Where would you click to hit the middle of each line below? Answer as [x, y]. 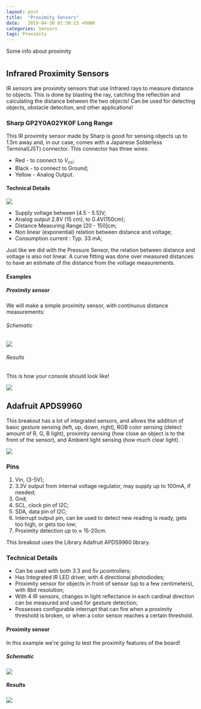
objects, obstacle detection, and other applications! [70, 107]
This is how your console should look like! [58, 376]
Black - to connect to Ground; [52, 168]
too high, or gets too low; [46, 524]
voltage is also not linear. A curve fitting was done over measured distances [100, 256]
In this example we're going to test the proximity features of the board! [93, 642]
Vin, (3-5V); [29, 480]
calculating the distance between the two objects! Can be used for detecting [101, 101]
